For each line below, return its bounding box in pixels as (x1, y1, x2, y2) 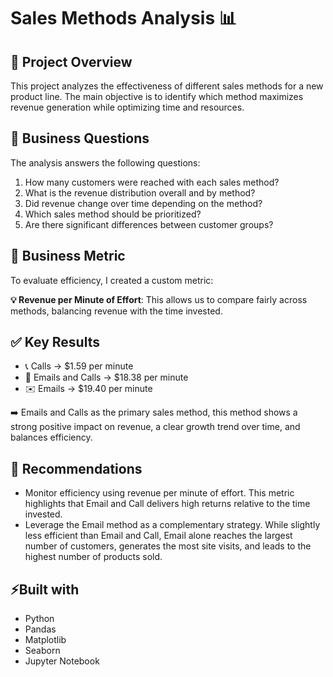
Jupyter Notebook (24, 655, 100, 667)
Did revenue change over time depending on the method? (24, 197, 263, 209)
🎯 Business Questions (10, 130, 150, 147)
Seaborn (24, 645, 61, 657)
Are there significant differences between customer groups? (24, 218, 274, 230)
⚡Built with (10, 581, 80, 598)
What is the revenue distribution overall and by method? (24, 186, 256, 199)
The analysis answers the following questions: (10, 156, 201, 169)
